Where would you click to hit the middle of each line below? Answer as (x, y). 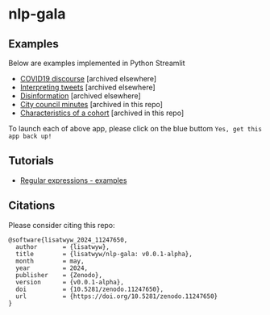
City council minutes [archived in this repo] (91, 104)
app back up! (30, 136)
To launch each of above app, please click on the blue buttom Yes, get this (135, 128)
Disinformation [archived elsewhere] (80, 96)
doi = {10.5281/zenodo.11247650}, (89, 289)
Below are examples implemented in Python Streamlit (97, 63)
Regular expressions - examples (73, 180)
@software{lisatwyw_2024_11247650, (68, 240)
